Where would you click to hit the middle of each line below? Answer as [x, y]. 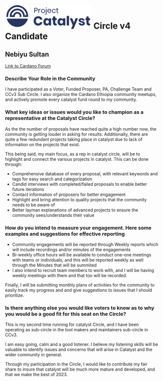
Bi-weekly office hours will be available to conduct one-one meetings [82, 255]
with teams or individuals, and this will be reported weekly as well [78, 260]
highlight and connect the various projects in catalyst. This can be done [77, 159]
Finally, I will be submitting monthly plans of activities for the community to [80, 285]
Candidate [27, 36]
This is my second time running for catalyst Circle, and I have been [72, 324]
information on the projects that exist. [43, 144]
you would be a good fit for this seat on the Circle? [66, 314]
